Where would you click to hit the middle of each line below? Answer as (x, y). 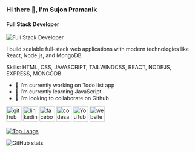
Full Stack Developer (33, 24)
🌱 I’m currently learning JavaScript (58, 92)
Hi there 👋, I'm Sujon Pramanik (52, 10)
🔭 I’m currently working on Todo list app (65, 85)
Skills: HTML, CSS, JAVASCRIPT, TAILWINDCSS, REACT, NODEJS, (89, 67)
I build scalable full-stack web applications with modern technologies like (98, 49)
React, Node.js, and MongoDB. (45, 55)
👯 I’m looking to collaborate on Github (62, 98)
